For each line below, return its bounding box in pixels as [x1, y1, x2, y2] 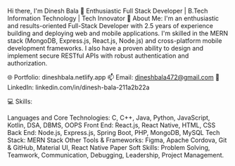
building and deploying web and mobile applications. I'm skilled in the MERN [7, 29, 229, 37]
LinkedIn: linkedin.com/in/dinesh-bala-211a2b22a [7, 83, 150, 91]
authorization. [7, 59, 48, 67]
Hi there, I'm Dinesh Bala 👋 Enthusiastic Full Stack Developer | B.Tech [7, 7, 208, 15]
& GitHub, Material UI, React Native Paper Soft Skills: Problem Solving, [7, 143, 210, 151]
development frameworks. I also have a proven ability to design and [7, 44, 204, 52]
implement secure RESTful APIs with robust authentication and [7, 51, 189, 60]
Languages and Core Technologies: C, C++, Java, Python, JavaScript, [7, 113, 210, 122]
